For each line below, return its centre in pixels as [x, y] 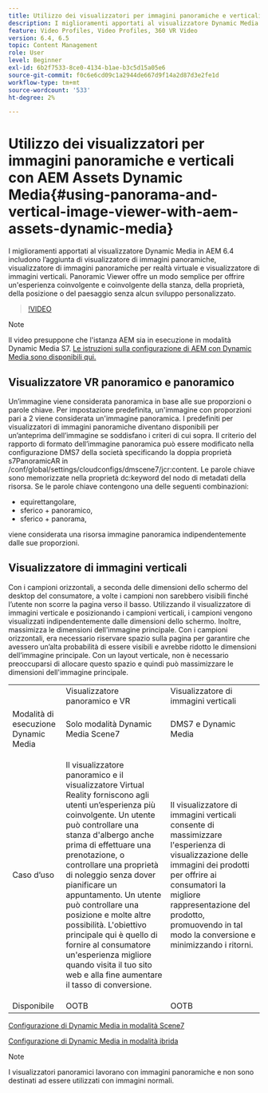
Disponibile [33, 1006]
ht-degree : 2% [32, 98]
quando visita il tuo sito [109, 964]
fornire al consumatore [108, 944]
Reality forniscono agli [108, 795]
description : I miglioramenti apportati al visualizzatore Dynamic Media [134, 23]
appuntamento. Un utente [114, 895]
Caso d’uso [33, 875]
